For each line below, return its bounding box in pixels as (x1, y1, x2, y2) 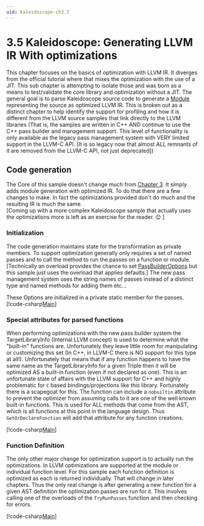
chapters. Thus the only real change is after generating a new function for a (6, 481, 197, 489)
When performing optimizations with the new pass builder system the (6, 329, 181, 337)
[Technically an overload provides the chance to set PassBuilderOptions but (6, 262, 197, 270)
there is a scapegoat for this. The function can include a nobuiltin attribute (6, 387, 196, 395)
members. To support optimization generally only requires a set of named (6, 249, 191, 256)
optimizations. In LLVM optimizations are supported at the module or (6, 462, 179, 469)
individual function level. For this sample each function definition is (6, 468, 175, 476)
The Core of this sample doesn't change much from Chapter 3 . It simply (6, 181, 188, 188)
